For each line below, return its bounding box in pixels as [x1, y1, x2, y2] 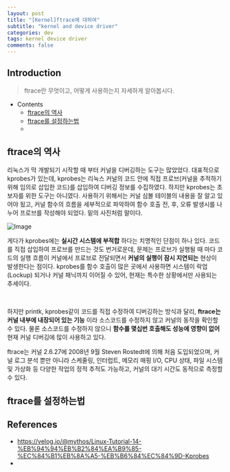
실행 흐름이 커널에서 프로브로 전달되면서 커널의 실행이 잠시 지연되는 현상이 [19, 253, 218, 261]
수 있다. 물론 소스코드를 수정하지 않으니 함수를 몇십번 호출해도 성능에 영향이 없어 [7, 324, 220, 333]
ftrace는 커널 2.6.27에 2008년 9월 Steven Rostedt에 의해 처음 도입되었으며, [7, 347, 213, 355]
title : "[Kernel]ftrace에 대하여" [7, 16, 100, 23]
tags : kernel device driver [7, 36, 88, 43]
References [7, 419, 58, 431]
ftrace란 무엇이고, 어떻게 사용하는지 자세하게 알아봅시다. [23, 86, 175, 95]
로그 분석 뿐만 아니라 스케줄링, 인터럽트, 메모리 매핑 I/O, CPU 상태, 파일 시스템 [14, 356, 223, 364]
